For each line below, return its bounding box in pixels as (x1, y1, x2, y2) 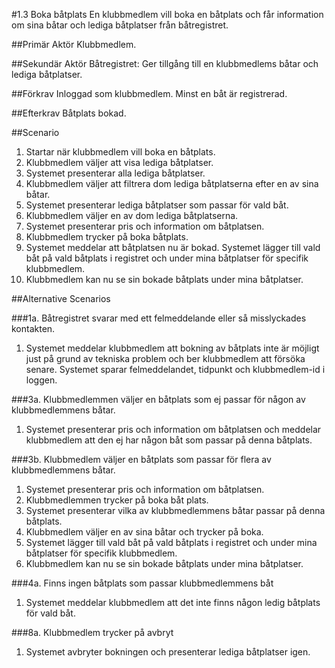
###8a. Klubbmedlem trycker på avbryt (11, 627, 174, 638)
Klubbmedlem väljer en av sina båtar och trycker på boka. (25, 526, 264, 538)
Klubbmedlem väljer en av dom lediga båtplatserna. (25, 210, 239, 221)
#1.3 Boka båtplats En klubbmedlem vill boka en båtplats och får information (11, 9, 324, 20)
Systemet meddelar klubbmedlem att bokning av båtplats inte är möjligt (25, 342, 320, 354)
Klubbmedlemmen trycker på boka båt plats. (25, 494, 209, 506)
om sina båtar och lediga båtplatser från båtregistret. (11, 19, 229, 31)
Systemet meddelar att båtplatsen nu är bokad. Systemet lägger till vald (25, 242, 321, 253)
